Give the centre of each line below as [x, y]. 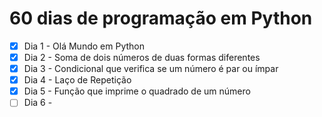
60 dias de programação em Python [161, 18]
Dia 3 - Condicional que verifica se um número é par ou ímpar [151, 69]
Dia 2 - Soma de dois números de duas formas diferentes [142, 57]
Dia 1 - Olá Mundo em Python [84, 46]
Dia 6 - [38, 103]
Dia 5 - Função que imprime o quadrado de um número [137, 91]
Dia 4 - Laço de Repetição [77, 80]
